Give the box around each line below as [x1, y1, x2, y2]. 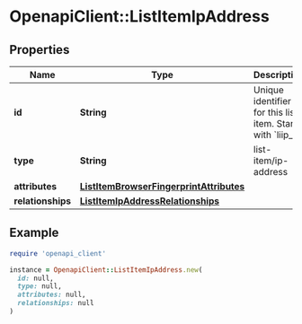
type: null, [17, 282, 63, 291]
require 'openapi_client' [9, 249, 106, 258]
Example [9, 225, 59, 241]
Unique [253, 83, 285, 96]
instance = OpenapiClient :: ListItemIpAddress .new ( [9, 265, 203, 275]
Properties [9, 42, 70, 57]
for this [253, 106, 283, 118]
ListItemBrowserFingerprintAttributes [79, 180, 245, 192]
